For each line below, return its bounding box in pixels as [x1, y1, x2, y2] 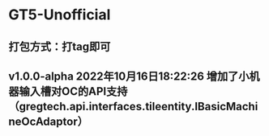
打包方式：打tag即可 [8, 39, 111, 53]
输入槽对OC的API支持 [19, 84, 128, 98]
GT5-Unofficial [8, 6, 111, 24]
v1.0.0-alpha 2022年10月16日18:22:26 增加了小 [8, 69, 250, 83]
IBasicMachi [194, 99, 258, 113]
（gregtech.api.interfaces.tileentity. [8, 99, 195, 113]
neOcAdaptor [8, 114, 79, 128]
